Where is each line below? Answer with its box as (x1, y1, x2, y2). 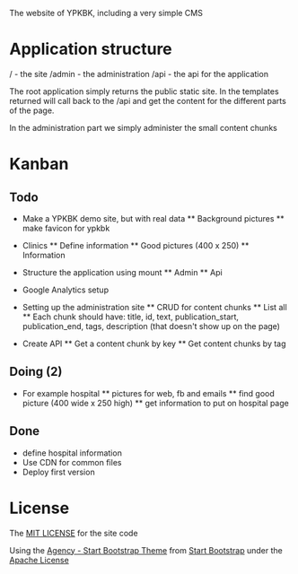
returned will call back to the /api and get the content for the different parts (9, 95, 287, 106)
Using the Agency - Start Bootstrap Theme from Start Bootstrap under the (9, 544, 283, 555)
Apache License (9, 554, 69, 565)
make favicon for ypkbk (22, 222, 110, 233)
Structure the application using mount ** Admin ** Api (22, 266, 223, 277)
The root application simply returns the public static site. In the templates (9, 85, 280, 97)
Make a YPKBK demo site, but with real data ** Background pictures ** (22, 213, 285, 223)
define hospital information (22, 448, 123, 458)
